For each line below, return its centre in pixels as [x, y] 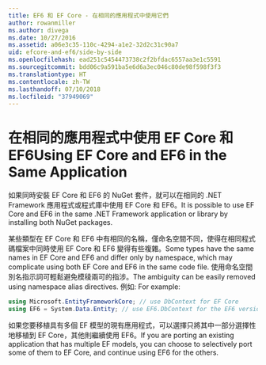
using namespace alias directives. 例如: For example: [94, 287]
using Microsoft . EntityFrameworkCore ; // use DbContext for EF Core [123, 302]
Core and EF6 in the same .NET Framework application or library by [118, 214]
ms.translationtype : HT [47, 74]
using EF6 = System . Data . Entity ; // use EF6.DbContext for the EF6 [122, 310]
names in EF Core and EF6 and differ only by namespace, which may [120, 257]
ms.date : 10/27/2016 [42, 38]
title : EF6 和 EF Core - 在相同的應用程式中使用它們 [88, 15]
